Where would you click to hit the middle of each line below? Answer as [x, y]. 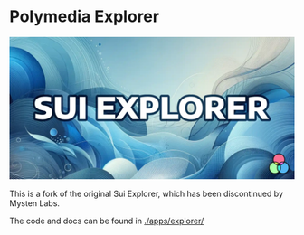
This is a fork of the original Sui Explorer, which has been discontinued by [146, 193]
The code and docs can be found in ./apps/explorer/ [107, 221]
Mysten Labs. [35, 203]
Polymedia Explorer [85, 17]
